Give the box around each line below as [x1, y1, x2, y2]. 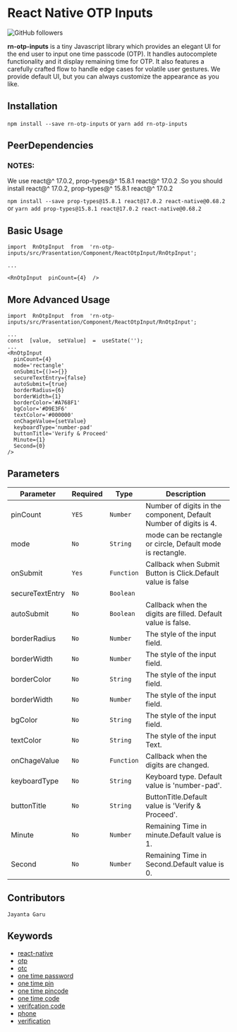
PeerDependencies [7, 139, 94, 151]
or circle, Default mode [145, 539, 221, 549]
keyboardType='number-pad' [13, 424, 93, 431]
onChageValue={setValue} [13, 418, 87, 425]
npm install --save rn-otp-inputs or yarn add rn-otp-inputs [7, 119, 188, 127]
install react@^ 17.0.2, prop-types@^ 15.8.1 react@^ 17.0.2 [7, 184, 174, 193]
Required [71, 488, 104, 498]
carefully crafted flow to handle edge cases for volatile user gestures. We [7, 64, 221, 73]
